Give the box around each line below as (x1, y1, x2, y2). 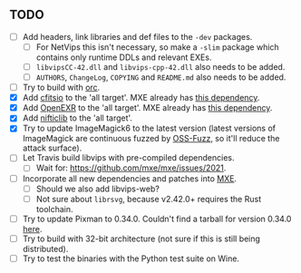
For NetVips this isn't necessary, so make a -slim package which (35, 41, 279, 53)
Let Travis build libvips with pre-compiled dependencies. (22, 152, 235, 163)
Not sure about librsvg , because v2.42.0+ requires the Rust (35, 193, 261, 204)
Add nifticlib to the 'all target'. (22, 112, 133, 123)
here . (22, 223, 43, 234)
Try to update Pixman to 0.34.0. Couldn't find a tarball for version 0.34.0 (22, 213, 292, 224)
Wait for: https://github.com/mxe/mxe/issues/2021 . (35, 162, 227, 173)
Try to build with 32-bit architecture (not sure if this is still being (22, 233, 261, 244)
